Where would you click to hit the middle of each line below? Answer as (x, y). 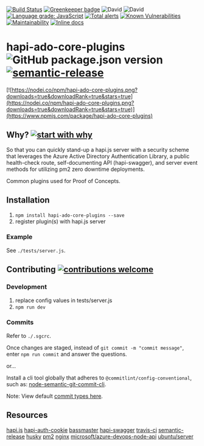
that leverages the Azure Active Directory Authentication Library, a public (98, 156)
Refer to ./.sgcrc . (29, 336)
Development (27, 287)
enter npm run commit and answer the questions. (67, 354)
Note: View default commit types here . (55, 396)
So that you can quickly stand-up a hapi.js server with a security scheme (98, 149)
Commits (20, 322)
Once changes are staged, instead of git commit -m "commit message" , (95, 347)
